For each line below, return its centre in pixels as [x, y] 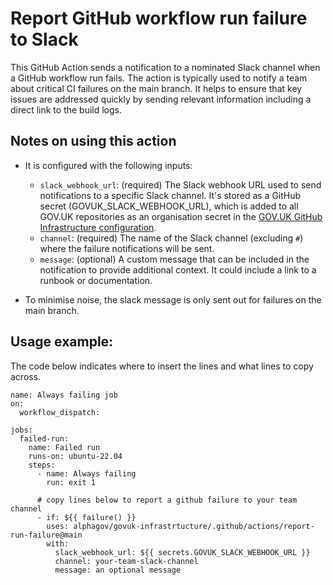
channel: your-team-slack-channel [126, 561]
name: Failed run [64, 447]
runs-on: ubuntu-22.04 [75, 456]
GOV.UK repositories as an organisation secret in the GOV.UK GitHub [181, 216]
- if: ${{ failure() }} [86, 517]
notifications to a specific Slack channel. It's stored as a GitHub [170, 195]
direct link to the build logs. [66, 109]
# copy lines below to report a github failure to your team [167, 500]
